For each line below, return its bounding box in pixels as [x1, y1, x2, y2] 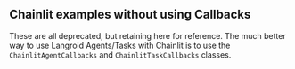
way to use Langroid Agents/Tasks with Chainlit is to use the [9, 40, 231, 50]
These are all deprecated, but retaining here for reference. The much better [9, 30, 287, 41]
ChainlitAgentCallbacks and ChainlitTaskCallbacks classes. [9, 49, 232, 60]
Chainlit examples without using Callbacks [9, 7, 251, 22]
